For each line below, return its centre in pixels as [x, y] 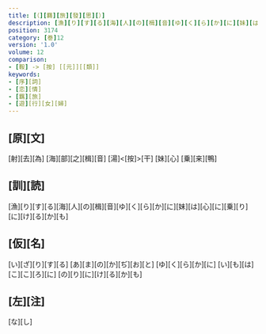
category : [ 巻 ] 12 [36, 38]
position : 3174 [33, 30]
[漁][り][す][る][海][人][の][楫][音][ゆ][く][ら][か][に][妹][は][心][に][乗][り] [128, 206]
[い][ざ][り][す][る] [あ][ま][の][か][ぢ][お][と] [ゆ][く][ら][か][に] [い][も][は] [131, 264]
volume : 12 [26, 52]
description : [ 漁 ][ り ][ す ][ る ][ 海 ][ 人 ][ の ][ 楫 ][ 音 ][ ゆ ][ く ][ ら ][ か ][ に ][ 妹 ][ [131, 23]
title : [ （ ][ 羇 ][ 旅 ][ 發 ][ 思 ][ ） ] [57, 15]
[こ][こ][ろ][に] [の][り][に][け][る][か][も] [75, 274]
